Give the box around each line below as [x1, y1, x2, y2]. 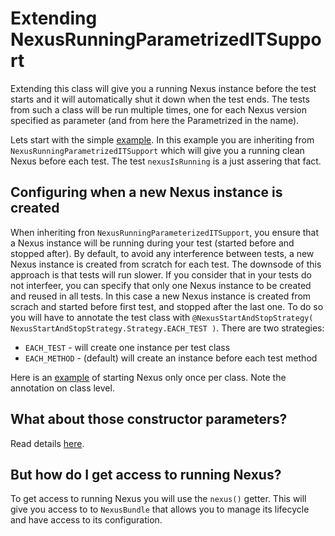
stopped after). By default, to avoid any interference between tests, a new [10, 247, 315, 259]
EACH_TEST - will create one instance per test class [24, 341, 231, 353]
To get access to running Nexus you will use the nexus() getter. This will [10, 493, 307, 505]
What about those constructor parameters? [10, 411, 288, 428]
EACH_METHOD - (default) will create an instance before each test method [24, 352, 318, 364]
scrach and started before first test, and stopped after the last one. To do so [10, 300, 324, 312]
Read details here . [10, 437, 85, 449]
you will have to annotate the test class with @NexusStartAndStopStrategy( [10, 311, 314, 323]
